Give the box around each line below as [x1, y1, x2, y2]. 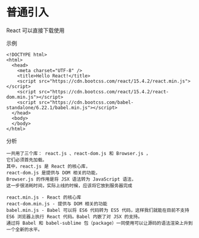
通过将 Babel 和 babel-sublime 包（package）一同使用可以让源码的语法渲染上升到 [6, 220, 193, 226]
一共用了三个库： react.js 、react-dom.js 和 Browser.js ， [6, 150, 151, 156]
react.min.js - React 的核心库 [6, 194, 82, 200]
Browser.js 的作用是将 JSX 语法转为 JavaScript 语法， [6, 176, 137, 182]
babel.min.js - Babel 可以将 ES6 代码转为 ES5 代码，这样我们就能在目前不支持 [6, 207, 189, 213]
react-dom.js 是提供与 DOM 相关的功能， [6, 170, 100, 176]
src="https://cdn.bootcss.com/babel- [38, 99, 134, 105]
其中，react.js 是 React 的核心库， [6, 163, 91, 170]
